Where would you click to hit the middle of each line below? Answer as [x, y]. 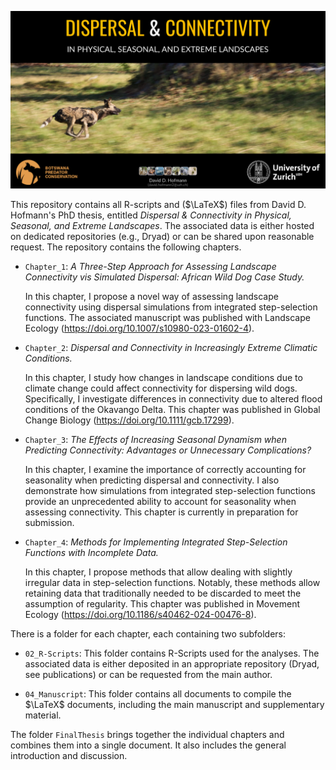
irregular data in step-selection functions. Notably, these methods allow [172, 582]
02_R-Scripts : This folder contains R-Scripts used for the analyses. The [172, 653]
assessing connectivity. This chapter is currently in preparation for [161, 512]
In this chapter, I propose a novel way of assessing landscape [151, 296]
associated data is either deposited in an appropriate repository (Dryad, [172, 663]
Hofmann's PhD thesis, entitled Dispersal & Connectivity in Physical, [151, 215]
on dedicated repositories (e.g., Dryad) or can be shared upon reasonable [162, 236]
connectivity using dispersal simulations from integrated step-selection [171, 307]
